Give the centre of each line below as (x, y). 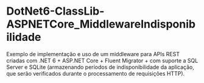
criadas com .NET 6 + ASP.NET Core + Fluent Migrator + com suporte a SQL (102, 60)
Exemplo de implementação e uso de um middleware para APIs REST (93, 54)
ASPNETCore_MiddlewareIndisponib (101, 24)
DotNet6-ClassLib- (55, 11)
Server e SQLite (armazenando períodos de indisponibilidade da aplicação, (100, 67)
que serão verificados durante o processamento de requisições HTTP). (96, 73)
